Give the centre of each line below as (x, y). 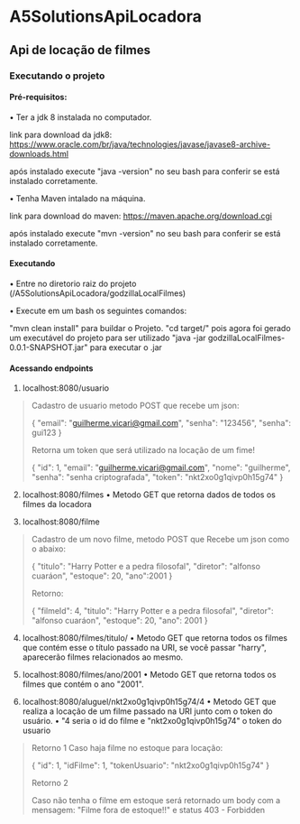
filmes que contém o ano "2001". (83, 684)
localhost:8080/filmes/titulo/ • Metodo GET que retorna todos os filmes (155, 638)
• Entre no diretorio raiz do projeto (73, 283)
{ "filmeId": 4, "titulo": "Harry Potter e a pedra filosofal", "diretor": (152, 611)
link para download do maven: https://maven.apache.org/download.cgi (141, 216)
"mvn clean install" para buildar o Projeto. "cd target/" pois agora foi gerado (150, 328)
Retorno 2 (50, 783)
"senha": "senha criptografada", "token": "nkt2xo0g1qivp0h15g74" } (157, 477)
